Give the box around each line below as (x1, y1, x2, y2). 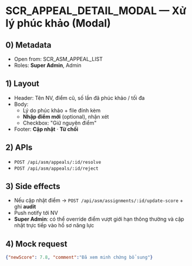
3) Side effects (5, 181, 60, 191)
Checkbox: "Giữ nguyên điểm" (22, 119, 97, 126)
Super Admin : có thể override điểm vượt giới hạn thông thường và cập (14, 216, 184, 223)
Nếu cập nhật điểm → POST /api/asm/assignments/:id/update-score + (14, 197, 184, 204)
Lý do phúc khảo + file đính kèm (22, 107, 101, 114)
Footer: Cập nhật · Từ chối (14, 125, 79, 133)
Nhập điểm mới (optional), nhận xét (22, 113, 109, 120)
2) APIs (5, 143, 33, 153)
